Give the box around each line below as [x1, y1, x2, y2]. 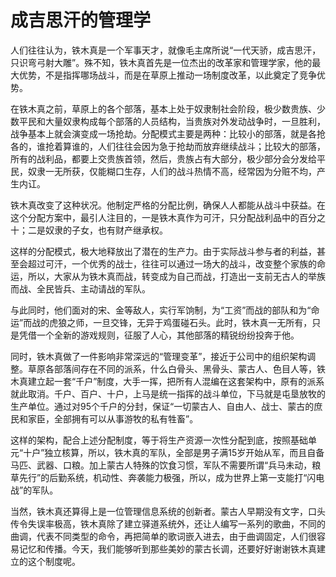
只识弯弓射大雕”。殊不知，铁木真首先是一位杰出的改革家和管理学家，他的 [10, 56, 313, 68]
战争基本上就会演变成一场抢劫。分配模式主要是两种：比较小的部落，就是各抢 [10, 127, 326, 140]
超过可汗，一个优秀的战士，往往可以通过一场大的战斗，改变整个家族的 [27, 257, 317, 270]
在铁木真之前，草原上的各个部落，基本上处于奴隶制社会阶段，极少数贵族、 [10, 102, 317, 115]
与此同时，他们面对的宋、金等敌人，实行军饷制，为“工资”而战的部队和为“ [10, 304, 312, 316]
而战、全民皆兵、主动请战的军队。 [10, 282, 151, 295]
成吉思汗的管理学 [10, 9, 152, 32]
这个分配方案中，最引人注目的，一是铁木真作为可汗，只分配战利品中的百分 [10, 211, 317, 223]
